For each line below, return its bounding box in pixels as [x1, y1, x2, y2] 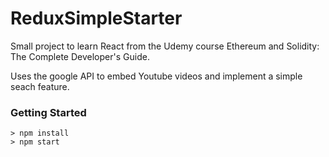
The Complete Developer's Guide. [10, 50, 150, 62]
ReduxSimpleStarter [10, 7, 183, 30]
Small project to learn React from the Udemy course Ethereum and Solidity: [10, 40, 320, 52]
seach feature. [10, 80, 70, 92]
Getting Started [10, 105, 87, 119]
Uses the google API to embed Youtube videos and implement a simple [10, 70, 303, 82]
